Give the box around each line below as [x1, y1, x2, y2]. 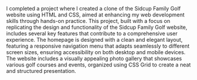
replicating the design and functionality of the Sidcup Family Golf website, [6, 24, 187, 31]
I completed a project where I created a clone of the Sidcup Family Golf [6, 5, 181, 12]
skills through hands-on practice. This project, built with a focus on [6, 18, 171, 24]
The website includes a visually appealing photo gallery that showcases [6, 55, 182, 62]
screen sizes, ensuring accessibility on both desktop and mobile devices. [6, 49, 186, 55]
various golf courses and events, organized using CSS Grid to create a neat [6, 61, 191, 68]
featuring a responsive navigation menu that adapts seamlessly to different [6, 42, 190, 49]
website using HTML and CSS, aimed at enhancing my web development [6, 11, 185, 18]
